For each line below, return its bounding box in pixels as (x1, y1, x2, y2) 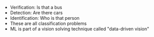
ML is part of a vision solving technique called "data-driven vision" (10, 26, 149, 32)
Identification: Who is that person (10, 15, 80, 21)
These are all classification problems (10, 20, 87, 26)
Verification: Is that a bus (10, 5, 62, 10)
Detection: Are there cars (10, 10, 63, 16)
